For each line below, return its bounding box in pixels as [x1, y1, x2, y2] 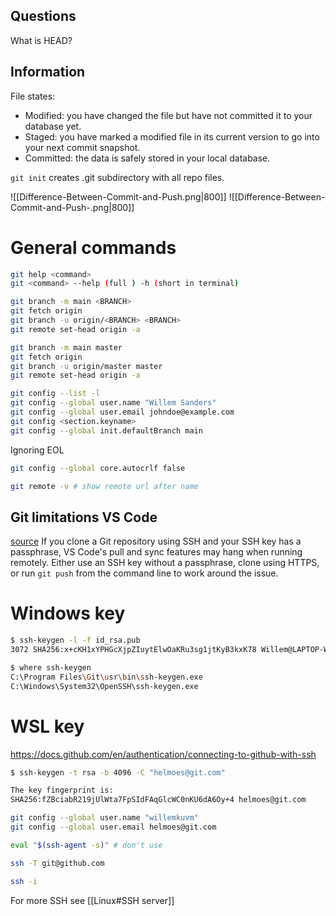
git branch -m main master [10, 342, 123, 353]
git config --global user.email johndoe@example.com [10, 407, 235, 418]
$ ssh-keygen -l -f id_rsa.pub [10, 635, 141, 646]
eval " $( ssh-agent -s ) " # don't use [10, 840, 163, 850]
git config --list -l [10, 389, 101, 399]
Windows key [10, 602, 126, 625]
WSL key [10, 715, 85, 738]
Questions [10, 8, 77, 25]
